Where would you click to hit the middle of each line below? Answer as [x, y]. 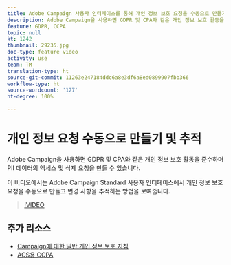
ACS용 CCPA [35, 255]
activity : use [27, 59]
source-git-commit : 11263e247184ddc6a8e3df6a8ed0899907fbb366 [98, 77]
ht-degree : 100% [30, 97]
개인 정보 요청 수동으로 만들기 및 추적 [104, 139]
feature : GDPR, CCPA [37, 26]
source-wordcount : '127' [43, 90]
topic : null [24, 33]
